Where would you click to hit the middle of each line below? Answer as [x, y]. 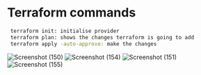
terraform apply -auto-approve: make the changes [83, 44]
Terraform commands [72, 13]
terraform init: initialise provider [65, 31]
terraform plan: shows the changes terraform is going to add [102, 37]
